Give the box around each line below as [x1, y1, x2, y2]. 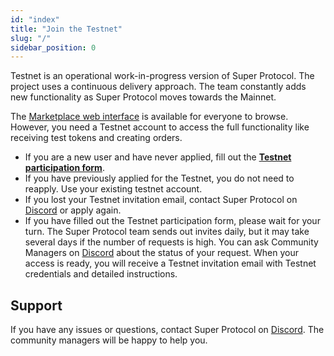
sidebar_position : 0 [10, 42, 97, 53]
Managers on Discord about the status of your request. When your [24, 247, 300, 259]
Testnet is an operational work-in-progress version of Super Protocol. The [10, 70, 315, 82]
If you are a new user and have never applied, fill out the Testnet [24, 151, 292, 163]
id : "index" [10, 14, 60, 25]
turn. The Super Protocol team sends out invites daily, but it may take [24, 226, 310, 238]
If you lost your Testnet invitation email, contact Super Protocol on [24, 194, 298, 206]
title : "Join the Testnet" [10, 24, 123, 34]
